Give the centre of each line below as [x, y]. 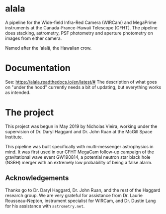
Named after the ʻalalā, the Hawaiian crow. [48, 48]
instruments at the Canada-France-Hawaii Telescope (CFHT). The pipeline [81, 27]
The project [29, 113]
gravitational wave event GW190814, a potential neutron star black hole [78, 157]
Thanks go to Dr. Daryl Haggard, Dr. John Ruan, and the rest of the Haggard [83, 190]
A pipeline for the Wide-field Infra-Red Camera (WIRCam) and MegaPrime [81, 22]
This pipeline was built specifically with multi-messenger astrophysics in [79, 146]
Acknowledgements [37, 178]
